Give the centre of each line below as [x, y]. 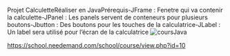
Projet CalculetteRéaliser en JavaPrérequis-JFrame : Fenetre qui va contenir [115, 10]
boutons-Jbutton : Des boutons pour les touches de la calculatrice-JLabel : [114, 25]
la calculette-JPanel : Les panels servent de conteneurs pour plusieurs [108, 17]
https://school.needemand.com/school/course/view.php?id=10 [96, 45]
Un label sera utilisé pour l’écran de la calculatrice [78, 32]
